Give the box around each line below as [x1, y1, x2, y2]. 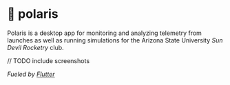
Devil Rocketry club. [7, 43, 64, 51]
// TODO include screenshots [7, 56, 90, 64]
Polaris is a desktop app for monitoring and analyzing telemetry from [7, 29, 202, 37]
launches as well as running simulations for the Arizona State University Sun [7, 36, 223, 44]
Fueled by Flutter [7, 70, 55, 78]
